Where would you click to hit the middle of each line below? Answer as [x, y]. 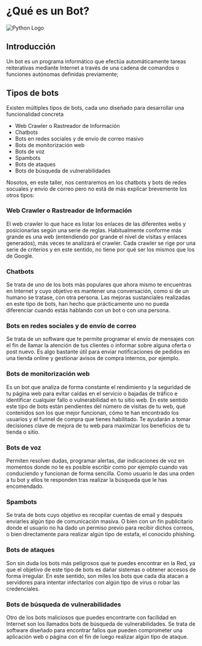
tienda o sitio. [23, 432]
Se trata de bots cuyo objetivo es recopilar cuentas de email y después [94, 515]
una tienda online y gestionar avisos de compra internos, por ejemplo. [93, 358]
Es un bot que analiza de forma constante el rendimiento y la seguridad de [99, 387]
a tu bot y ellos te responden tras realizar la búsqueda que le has [87, 480]
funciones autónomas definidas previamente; [62, 74]
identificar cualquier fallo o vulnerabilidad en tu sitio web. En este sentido [97, 400]
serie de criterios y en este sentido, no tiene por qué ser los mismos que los [100, 249]
